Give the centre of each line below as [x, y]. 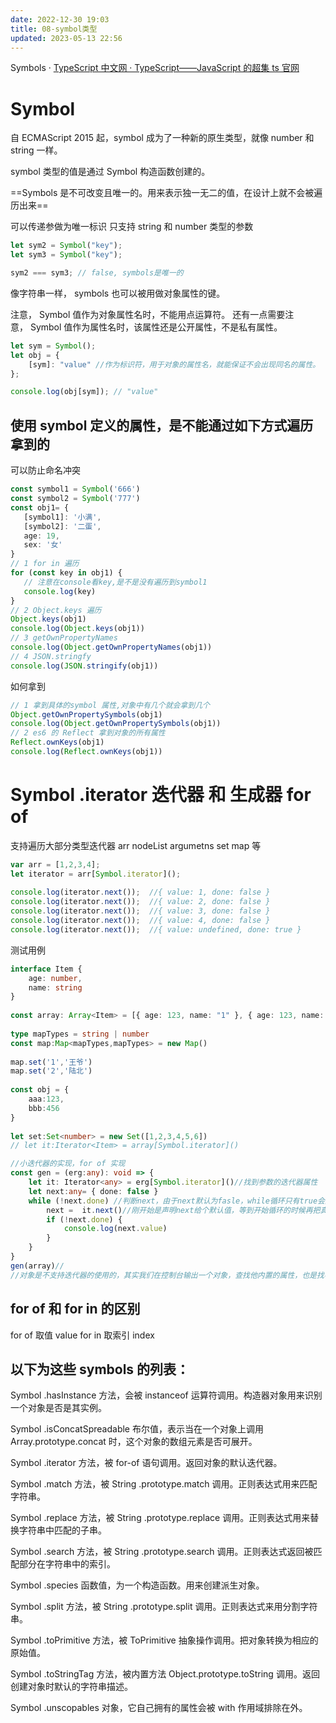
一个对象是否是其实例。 [58, 1408]
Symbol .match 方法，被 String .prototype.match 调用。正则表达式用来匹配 [164, 1484]
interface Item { [46, 969]
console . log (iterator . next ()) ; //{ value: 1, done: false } [140, 892]
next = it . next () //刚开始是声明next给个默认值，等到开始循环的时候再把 [183, 1210]
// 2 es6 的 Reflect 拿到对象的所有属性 [88, 733]
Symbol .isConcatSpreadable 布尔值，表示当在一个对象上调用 [137, 1429]
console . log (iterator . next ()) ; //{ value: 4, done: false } [140, 921]
